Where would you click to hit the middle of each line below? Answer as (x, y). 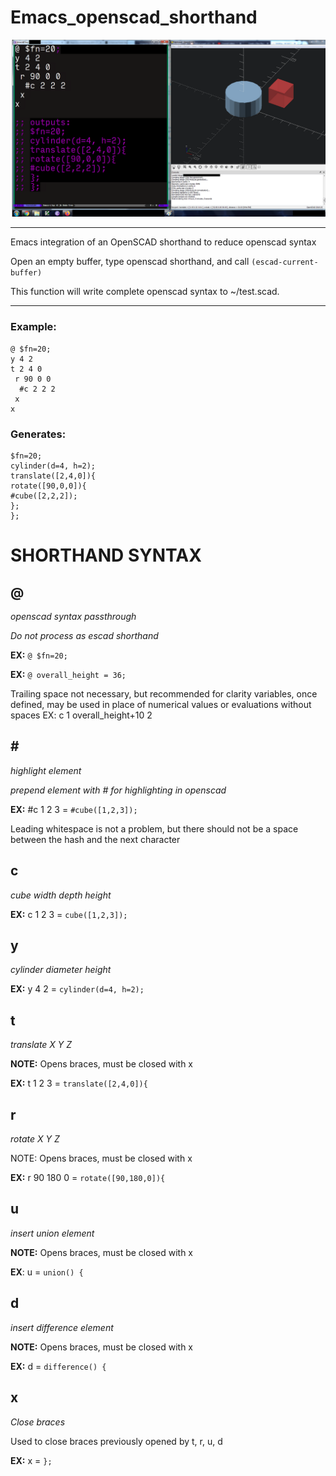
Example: (33, 327)
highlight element (46, 770)
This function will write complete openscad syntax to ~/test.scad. (145, 292)
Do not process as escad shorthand (84, 636)
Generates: (38, 434)
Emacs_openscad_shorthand (134, 17)
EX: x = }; (31, 1460)
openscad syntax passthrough (73, 617)
